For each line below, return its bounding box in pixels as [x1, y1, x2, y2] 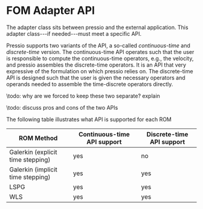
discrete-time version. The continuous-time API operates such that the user [6, 48, 195, 55]
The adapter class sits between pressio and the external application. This [6, 24, 188, 31]
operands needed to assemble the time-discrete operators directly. [6, 80, 173, 88]
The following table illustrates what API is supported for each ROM [6, 116, 172, 123]
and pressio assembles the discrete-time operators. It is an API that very [6, 61, 186, 68]
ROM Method [19, 134, 58, 142]
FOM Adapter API [6, 4, 95, 18]
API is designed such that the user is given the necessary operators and [6, 74, 185, 81]
